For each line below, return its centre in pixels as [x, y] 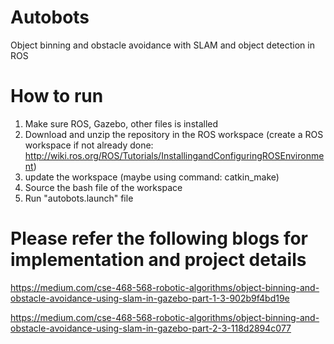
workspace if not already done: [89, 145]
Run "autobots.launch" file [79, 198]
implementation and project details [158, 260]
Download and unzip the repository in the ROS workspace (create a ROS [174, 134]
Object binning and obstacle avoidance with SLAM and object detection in [162, 45]
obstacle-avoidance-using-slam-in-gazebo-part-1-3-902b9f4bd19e [150, 298]
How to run [57, 96]
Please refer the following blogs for [159, 238]
